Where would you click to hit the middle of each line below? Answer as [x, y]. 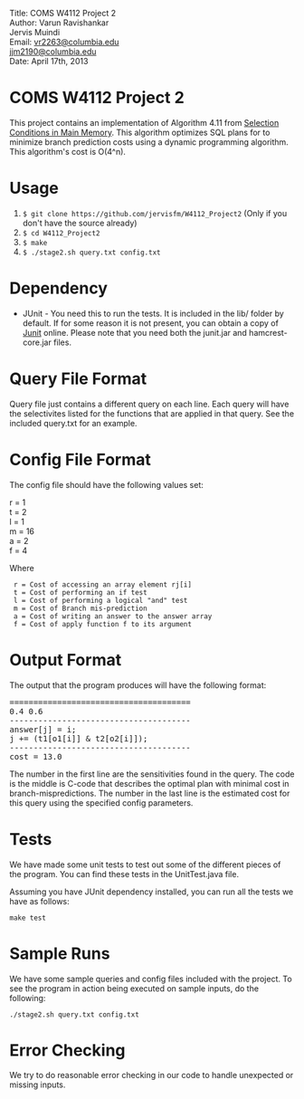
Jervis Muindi [35, 32]
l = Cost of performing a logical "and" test [100, 600]
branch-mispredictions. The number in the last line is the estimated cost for [150, 793]
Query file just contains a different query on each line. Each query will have [149, 404]
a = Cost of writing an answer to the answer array [113, 616]
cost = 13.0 [36, 756]
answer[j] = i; [43, 729]
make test [28, 918]
